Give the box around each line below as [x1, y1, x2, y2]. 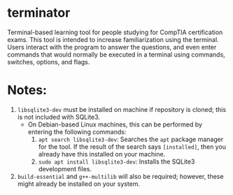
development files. [38, 164, 92, 173]
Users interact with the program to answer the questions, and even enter [7, 43, 217, 51]
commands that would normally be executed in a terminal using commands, [7, 50, 225, 59]
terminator [7, 5, 71, 21]
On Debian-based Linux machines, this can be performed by [27, 120, 203, 129]
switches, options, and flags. [7, 57, 90, 66]
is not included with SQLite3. [17, 113, 100, 121]
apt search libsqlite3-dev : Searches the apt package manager [38, 135, 224, 143]
